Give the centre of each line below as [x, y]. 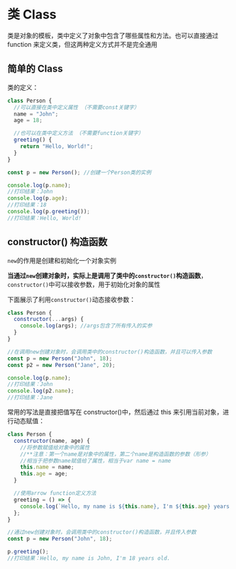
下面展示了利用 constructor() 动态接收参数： [72, 299]
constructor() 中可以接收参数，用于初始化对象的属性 [84, 284]
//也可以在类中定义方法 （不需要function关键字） [79, 133]
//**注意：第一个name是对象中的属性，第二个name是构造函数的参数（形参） [116, 454]
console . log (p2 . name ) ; [41, 391]
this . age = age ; [44, 474]
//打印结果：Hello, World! [44, 218]
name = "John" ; [36, 114]
